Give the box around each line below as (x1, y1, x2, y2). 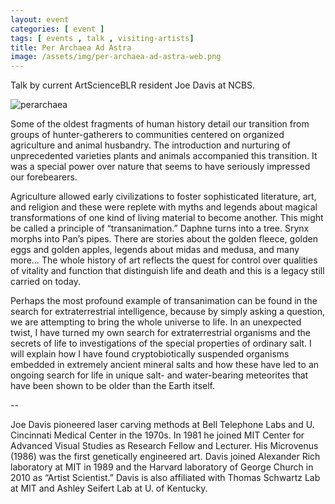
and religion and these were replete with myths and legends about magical (10, 201, 318, 213)
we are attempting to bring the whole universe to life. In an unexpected (10, 316, 302, 328)
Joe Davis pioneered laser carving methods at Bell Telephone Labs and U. (10, 419, 315, 431)
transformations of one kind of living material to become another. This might (10, 212, 324, 224)
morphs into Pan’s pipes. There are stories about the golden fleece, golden (10, 233, 318, 245)
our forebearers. (10, 171, 78, 183)
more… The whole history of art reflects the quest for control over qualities (10, 254, 318, 266)
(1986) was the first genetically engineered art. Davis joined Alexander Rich (10, 451, 321, 463)
